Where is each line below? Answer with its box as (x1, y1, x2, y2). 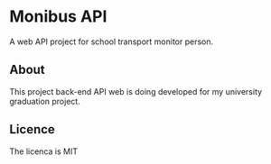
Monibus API (9, 6, 107, 27)
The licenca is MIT (9, 146, 79, 157)
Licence (9, 122, 56, 137)
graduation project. (9, 96, 81, 106)
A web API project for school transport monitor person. (9, 36, 214, 47)
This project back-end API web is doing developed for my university (9, 86, 263, 96)
